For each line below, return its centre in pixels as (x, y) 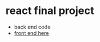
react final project (50, 11)
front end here (31, 33)
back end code (32, 27)
